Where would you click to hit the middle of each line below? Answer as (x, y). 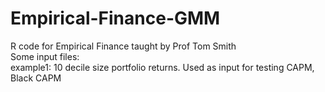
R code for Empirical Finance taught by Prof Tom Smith (123, 46)
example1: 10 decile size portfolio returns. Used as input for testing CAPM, (162, 67)
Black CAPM (36, 78)
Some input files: (45, 56)
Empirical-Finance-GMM (115, 18)
